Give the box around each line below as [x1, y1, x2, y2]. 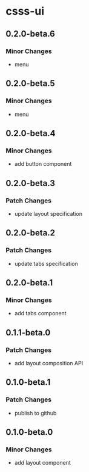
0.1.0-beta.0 [5, 427, 53, 437]
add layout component [14, 459, 71, 467]
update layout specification [14, 210, 83, 217]
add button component [14, 160, 72, 168]
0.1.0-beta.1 [5, 377, 51, 388]
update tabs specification [14, 260, 78, 267]
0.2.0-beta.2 [5, 227, 56, 238]
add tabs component [14, 310, 67, 317]
